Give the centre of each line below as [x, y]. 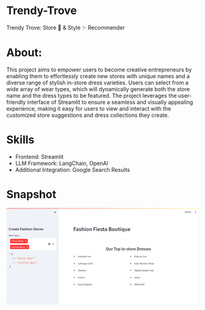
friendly [16, 102]
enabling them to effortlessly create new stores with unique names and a [98, 76]
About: [24, 53]
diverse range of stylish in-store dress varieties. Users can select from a [97, 83]
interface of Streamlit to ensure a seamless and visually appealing [110, 102]
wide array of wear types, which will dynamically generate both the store [98, 89]
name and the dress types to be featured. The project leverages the [92, 95]
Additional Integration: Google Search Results [73, 169]
